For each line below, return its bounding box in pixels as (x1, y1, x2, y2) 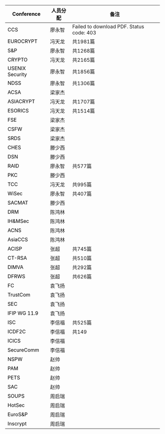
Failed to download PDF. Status (72, 23, 144, 30)
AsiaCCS (7, 236, 28, 243)
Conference (12, 11, 41, 17)
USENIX (7, 65, 26, 72)
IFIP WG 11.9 (7, 310, 38, 316)
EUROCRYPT (7, 38, 38, 45)
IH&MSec (7, 218, 29, 224)
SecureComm (7, 347, 39, 353)
